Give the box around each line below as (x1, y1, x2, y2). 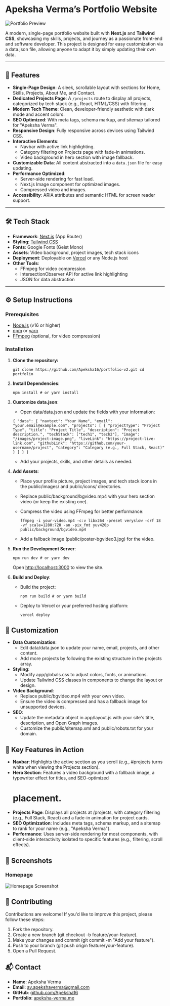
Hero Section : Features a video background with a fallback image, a (12, 770, 155, 776)
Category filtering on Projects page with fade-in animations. (20, 149, 145, 155)
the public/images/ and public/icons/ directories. (20, 483, 122, 489)
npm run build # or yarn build (20, 593, 87, 599)
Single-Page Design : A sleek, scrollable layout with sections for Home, (12, 84, 161, 91)
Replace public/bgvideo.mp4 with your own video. (20, 693, 125, 699)
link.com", (12, 441, 36, 446)
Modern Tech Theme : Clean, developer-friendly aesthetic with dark (12, 106, 154, 112)
